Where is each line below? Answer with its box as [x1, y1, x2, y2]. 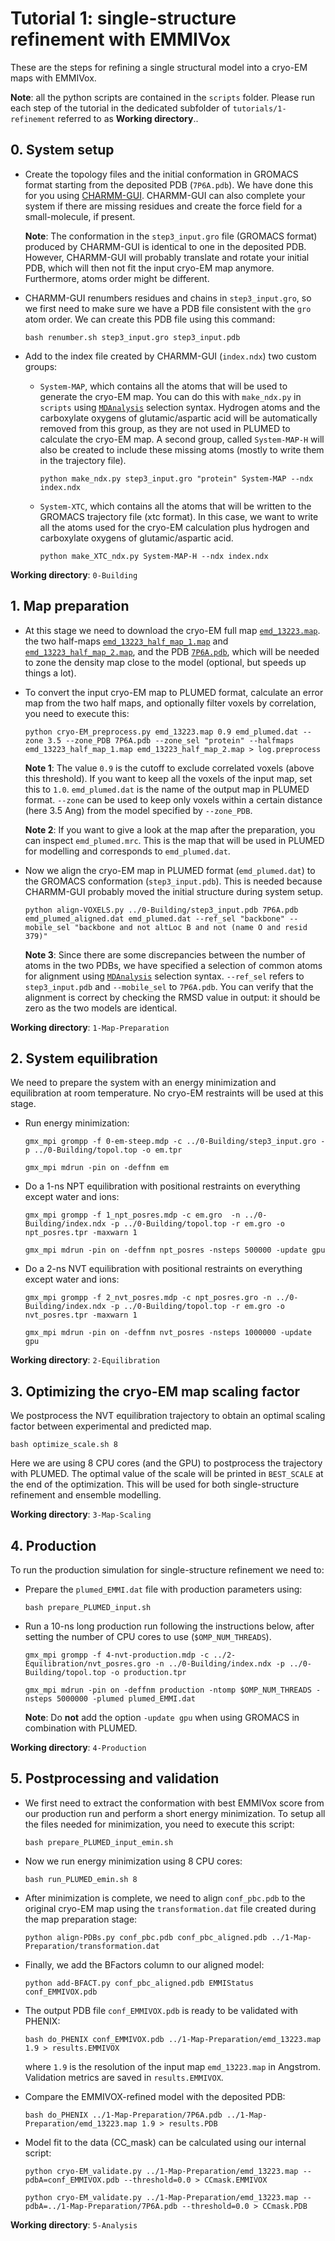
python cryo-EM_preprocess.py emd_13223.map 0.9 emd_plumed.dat [24, 727, 299, 737]
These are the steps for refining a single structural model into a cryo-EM [10, 61, 308, 73]
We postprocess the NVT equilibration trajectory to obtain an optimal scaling [10, 1410, 326, 1422]
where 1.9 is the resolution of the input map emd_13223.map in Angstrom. [24, 2060, 322, 2072]
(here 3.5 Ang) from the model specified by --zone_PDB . [24, 804, 253, 816]
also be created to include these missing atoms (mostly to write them [39, 443, 325, 456]
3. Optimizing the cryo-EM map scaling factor [10, 1383, 301, 1400]
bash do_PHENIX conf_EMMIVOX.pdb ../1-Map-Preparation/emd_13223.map [24, 2034, 322, 2044]
